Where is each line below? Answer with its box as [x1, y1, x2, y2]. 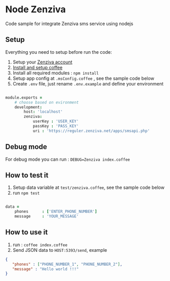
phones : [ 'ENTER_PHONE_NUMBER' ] [14, 209, 97, 214]
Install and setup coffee [12, 64, 63, 70]
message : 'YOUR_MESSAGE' [14, 214, 79, 219]
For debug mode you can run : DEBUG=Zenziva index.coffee [5, 156, 131, 162]
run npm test [12, 190, 40, 196]
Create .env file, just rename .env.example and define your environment [12, 80, 164, 87]
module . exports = [5, 95, 42, 100]
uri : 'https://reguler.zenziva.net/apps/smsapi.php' [32, 128, 150, 134]
